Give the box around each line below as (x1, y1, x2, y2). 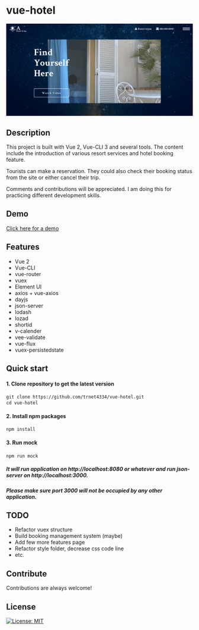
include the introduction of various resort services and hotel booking (6, 150, 174, 157)
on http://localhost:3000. (23, 472, 89, 479)
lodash (14, 308, 31, 315)
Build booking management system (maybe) (14, 532, 123, 540)
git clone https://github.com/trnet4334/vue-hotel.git (6, 394, 145, 400)
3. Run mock (6, 439, 37, 446)
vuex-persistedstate (14, 346, 64, 353)
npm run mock (6, 453, 38, 459)
